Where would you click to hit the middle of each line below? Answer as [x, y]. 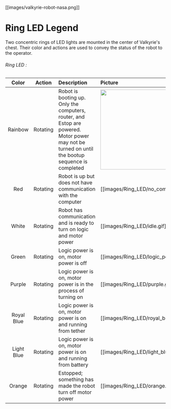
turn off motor [75, 392]
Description [73, 83]
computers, [72, 110]
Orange [18, 386]
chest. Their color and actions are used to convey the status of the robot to [84, 48]
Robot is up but [77, 176]
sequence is [73, 162]
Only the [68, 104]
